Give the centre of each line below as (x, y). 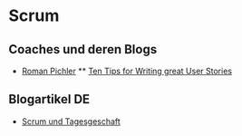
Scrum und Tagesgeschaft (71, 121)
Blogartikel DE (49, 99)
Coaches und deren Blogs (83, 49)
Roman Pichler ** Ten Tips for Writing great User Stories (127, 71)
